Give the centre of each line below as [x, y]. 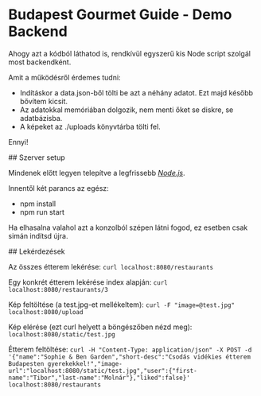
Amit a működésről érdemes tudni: [64, 77]
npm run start [42, 212]
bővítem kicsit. [44, 101]
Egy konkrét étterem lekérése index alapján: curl [88, 282]
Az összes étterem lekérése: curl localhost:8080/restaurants [111, 266]
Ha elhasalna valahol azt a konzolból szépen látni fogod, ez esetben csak [128, 227]
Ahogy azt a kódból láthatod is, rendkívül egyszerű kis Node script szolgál [129, 53]
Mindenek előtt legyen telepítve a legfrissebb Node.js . [97, 173]
